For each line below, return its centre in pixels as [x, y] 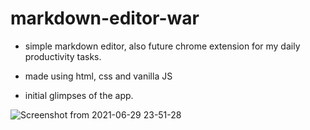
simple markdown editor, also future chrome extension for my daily [162, 46]
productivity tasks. [63, 56]
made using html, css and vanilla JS [98, 76]
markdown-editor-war [105, 18]
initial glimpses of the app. [79, 95]
